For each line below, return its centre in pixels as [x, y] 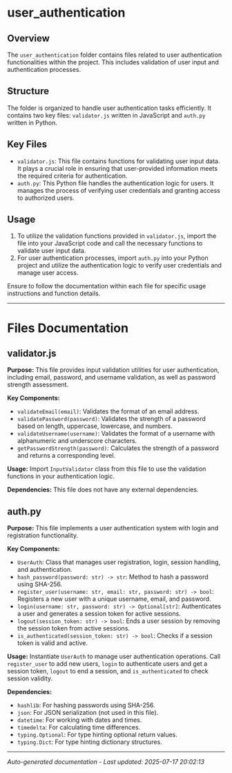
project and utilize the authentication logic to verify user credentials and [119, 266]
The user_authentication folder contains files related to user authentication [115, 55]
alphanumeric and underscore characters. [77, 441]
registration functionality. [43, 535]
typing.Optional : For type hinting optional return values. [97, 735]
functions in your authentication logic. [61, 476]
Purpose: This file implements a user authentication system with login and [113, 528]
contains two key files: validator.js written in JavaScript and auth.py [106, 115]
